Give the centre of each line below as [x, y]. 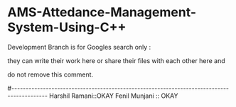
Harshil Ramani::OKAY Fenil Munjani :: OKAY [114, 96]
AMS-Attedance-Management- [102, 12]
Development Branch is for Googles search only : [79, 47]
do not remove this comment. [50, 74]
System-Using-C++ [67, 27]
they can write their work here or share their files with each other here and [116, 60]
